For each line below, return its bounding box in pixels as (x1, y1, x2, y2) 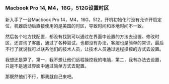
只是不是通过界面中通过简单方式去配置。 (5, 63, 89, 69)
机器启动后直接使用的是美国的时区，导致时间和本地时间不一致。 (14, 23, 146, 29)
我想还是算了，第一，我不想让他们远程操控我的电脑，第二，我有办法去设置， (5, 56, 164, 63)
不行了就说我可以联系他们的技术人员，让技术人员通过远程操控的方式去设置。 (5, 46, 164, 52)
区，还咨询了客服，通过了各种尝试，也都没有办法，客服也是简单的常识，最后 (5, 40, 164, 46)
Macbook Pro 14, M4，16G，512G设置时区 (5, 4, 109, 11)
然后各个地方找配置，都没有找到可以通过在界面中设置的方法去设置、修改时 (5, 33, 159, 39)
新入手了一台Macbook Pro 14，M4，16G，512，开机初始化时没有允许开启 (5, 16, 157, 23)
